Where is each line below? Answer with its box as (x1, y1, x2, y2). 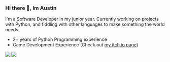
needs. (5, 27, 20, 33)
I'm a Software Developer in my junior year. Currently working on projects (5, 16, 159, 22)
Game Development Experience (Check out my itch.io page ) (12, 42, 139, 48)
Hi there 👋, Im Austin (5, 5, 57, 12)
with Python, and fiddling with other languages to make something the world (5, 21, 165, 27)
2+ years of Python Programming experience (12, 36, 108, 42)
